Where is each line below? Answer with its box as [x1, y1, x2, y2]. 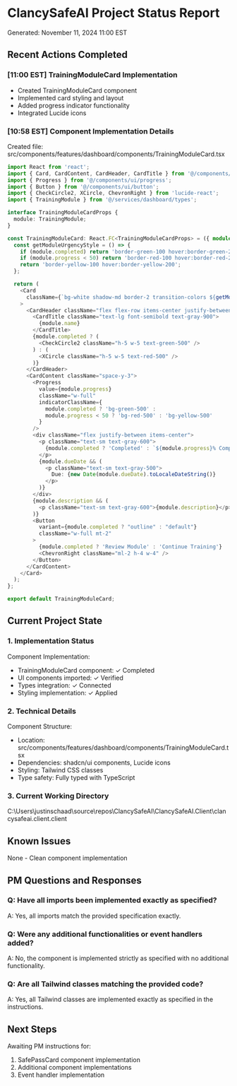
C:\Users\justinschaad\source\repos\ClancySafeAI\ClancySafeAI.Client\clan [7, 807, 227, 815]
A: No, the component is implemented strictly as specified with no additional [7, 954, 229, 962]
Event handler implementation [17, 1070, 105, 1079]
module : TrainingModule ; [13, 216, 87, 223]
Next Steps [7, 1023, 57, 1035]
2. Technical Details [7, 706, 76, 716]
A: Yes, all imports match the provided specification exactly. [7, 911, 181, 920]
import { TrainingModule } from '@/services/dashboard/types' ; [7, 196, 197, 203]
